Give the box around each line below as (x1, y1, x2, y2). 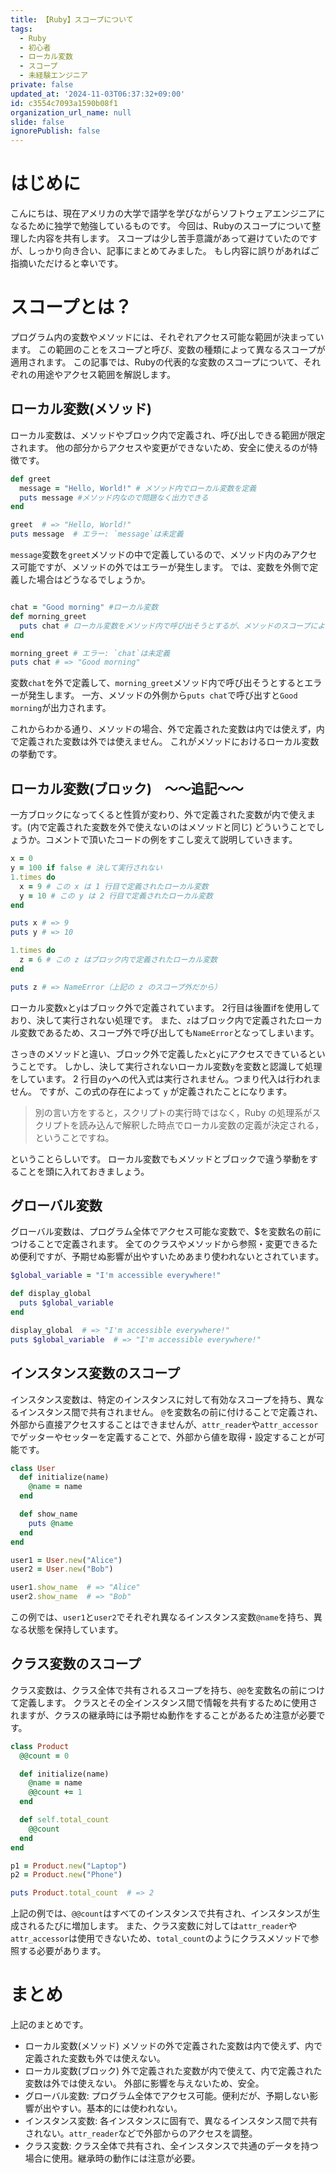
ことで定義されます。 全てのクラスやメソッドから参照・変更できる (36, 1238, 310, 1250)
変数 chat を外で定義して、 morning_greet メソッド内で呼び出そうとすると (10, 677, 305, 689)
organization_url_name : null (10, 107, 132, 118)
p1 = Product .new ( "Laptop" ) (10, 1861, 128, 1871)
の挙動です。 (10, 748, 63, 760)
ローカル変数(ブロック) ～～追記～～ (10, 780, 244, 797)
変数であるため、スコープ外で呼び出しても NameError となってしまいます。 (18, 1026, 320, 1038)
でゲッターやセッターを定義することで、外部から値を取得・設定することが (10, 1431, 317, 1443)
